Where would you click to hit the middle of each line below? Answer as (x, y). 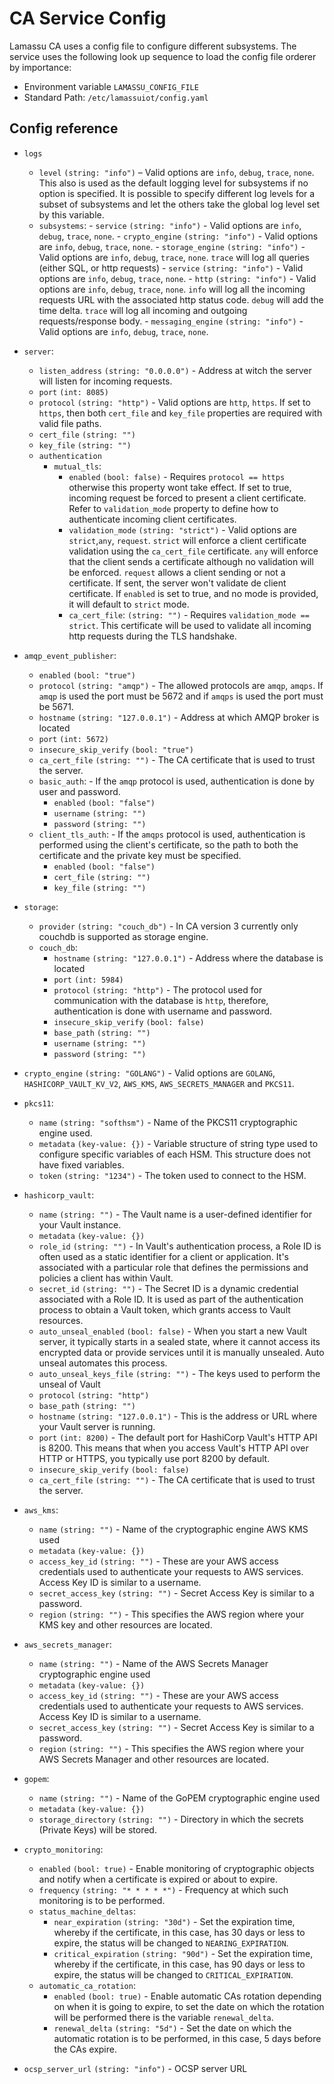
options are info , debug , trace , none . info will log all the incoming (172, 289)
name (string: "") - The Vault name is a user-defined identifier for (175, 1214)
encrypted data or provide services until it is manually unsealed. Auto (181, 1352)
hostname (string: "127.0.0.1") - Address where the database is (188, 958)
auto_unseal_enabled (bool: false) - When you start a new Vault (173, 1331)
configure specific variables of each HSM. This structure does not (174, 1154)
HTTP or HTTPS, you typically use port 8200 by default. (154, 1458)
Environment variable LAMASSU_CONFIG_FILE (111, 86)
